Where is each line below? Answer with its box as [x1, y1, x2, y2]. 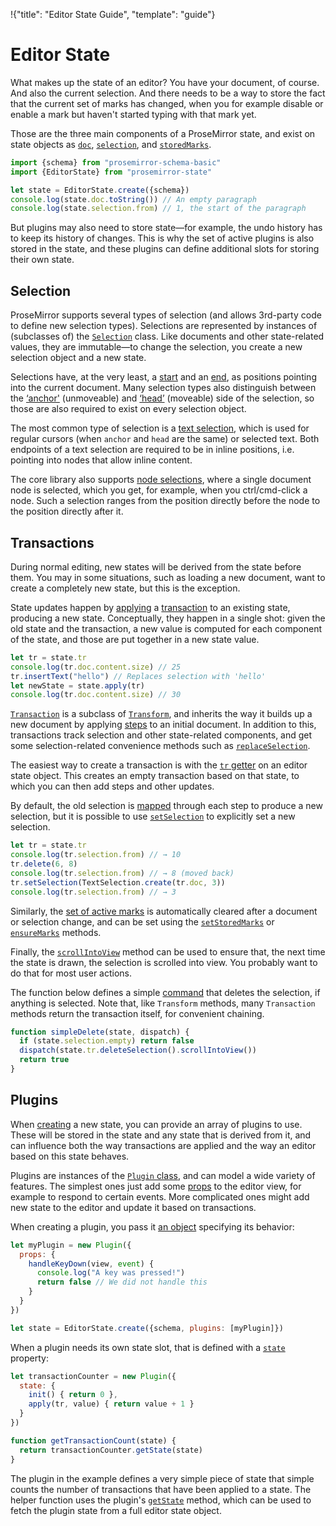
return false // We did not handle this [36, 1277, 208, 1288]
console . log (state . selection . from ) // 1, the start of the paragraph [10, 204, 307, 214]
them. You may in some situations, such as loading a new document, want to [10, 571, 326, 583]
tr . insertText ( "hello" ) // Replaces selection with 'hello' [10, 671, 267, 681]
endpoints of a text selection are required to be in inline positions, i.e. [10, 444, 295, 456]
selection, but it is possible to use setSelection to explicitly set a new [10, 810, 296, 823]
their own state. [10, 254, 75, 266]
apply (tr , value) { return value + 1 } [28, 1399, 195, 1409]
